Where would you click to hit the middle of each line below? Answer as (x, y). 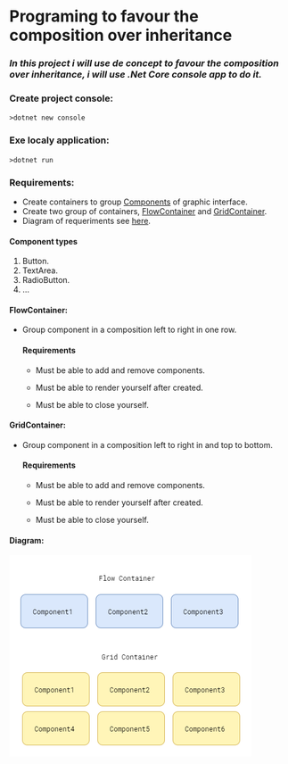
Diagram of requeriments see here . (86, 221)
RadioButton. (46, 280)
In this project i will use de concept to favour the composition (144, 63)
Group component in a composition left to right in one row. (129, 330)
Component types (44, 241)
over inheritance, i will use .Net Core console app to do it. (136, 75)
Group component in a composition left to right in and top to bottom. (148, 444)
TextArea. (40, 270)
